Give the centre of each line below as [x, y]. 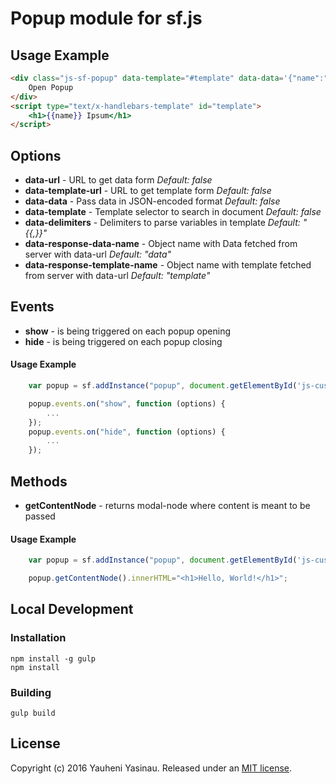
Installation [38, 638]
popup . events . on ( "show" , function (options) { [127, 403]
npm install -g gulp [53, 658]
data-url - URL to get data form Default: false [118, 180]
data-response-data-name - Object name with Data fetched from [161, 244]
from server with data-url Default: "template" [117, 276]
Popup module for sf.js [106, 18]
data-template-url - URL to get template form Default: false [148, 191]
